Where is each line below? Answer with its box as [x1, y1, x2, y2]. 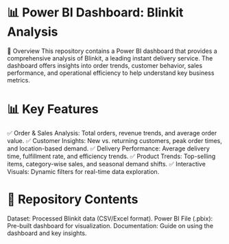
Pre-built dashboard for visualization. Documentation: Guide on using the [7, 221, 214, 230]
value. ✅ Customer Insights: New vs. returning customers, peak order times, [7, 136, 223, 144]
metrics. [7, 76, 31, 84]
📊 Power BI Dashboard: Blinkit [7, 5, 184, 21]
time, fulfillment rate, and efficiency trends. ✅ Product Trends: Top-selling [7, 152, 216, 160]
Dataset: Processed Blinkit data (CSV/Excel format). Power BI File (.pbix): [7, 214, 213, 223]
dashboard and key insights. [7, 229, 87, 237]
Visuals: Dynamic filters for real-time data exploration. [7, 167, 160, 175]
